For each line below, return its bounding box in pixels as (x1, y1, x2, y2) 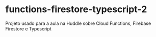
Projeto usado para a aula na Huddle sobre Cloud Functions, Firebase (5, 20, 151, 26)
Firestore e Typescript (5, 25, 52, 31)
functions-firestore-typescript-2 (5, 4, 147, 15)
